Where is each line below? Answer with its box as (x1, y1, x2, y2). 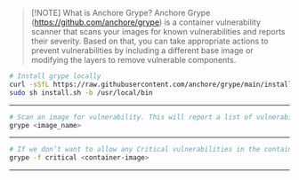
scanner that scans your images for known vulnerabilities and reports (30, 27, 286, 36)
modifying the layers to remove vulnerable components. (30, 55, 237, 65)
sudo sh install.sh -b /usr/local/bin (9, 88, 153, 97)
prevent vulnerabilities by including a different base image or (30, 45, 254, 56)
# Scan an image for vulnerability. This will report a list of (9, 113, 253, 121)
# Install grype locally (9, 72, 101, 81)
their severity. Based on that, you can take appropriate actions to (30, 35, 269, 46)
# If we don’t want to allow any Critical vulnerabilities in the (9, 145, 261, 154)
